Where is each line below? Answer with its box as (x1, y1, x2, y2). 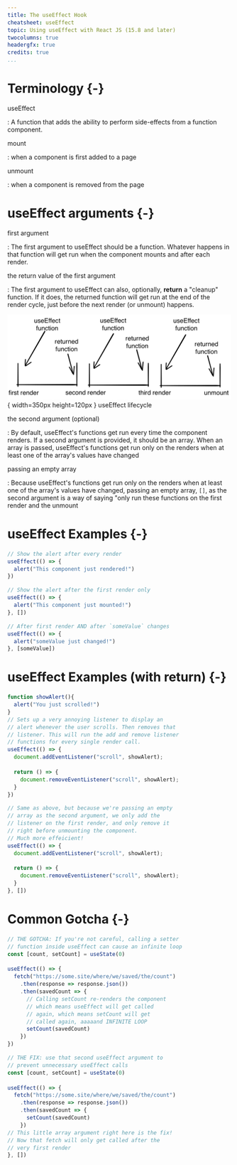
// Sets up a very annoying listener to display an (7, 716, 163, 723)
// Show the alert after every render (7, 550, 122, 557)
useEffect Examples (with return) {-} (7, 669, 227, 685)
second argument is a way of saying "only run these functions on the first (7, 493, 222, 502)
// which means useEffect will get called (26, 1003, 154, 1010)
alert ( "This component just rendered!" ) (13, 565, 135, 572)
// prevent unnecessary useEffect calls (7, 1061, 129, 1069)
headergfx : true (7, 41, 55, 49)
